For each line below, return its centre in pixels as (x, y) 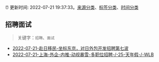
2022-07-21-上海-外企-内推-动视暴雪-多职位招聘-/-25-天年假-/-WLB (83, 54)
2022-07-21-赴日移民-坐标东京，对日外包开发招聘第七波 (70, 48)
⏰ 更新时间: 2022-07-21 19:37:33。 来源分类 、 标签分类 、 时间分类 (72, 7)
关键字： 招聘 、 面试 (36, 37)
